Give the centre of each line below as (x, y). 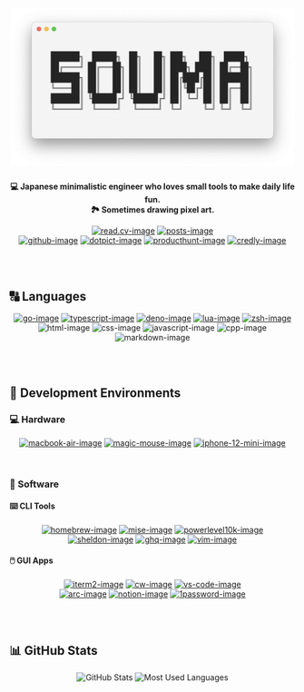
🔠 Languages (48, 297)
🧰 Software (34, 484)
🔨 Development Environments (95, 393)
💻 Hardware (38, 420)
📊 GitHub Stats (54, 651)
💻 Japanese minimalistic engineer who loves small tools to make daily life (152, 187)
